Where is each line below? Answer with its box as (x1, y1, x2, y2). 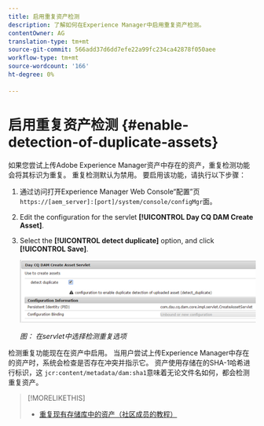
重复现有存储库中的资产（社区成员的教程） (38, 409, 178, 419)
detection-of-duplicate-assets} (8, 133, 218, 151)
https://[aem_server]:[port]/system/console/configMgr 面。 (19, 196, 218, 206)
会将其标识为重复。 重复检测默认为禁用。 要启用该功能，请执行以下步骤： (8, 169, 246, 180)
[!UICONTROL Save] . (19, 244, 89, 253)
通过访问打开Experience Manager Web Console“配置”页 (19, 187, 200, 196)
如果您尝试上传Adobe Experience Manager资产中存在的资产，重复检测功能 (8, 160, 251, 169)
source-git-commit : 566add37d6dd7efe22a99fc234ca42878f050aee (8, 46, 216, 54)
